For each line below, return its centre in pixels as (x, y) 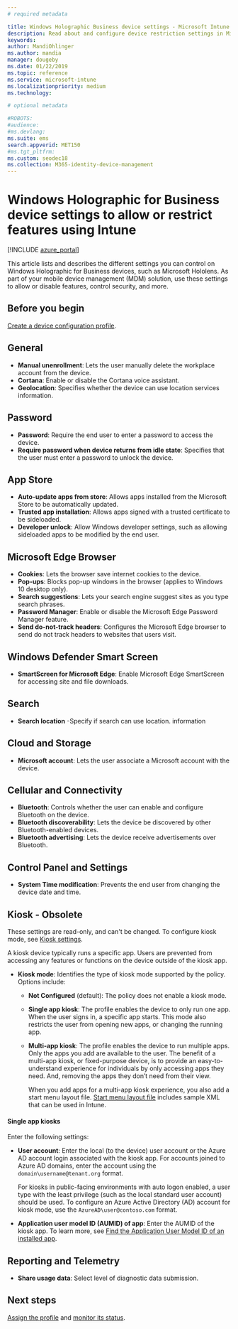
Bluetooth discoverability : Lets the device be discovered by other (114, 822)
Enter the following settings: (48, 1137)
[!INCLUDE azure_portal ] (43, 250)
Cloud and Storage (50, 743)
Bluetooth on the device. (53, 815)
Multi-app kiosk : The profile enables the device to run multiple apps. (129, 1046)
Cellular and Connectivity (65, 790)
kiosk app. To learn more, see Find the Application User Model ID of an (121, 1231)
